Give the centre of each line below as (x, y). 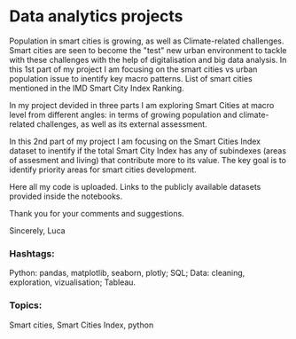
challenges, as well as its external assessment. (122, 124)
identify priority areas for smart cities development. (103, 169)
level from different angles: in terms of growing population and (123, 114)
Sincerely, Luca (37, 230)
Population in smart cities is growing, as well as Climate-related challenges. (147, 41)
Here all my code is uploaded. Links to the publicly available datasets (135, 186)
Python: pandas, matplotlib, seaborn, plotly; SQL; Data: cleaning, (127, 273)
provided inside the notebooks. (66, 196)
